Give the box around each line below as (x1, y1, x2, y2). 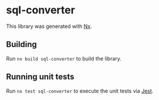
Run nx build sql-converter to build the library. (6, 55, 122, 62)
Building (6, 40, 37, 49)
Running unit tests (6, 72, 75, 82)
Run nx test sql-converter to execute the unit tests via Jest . (6, 87, 154, 94)
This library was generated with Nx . (6, 23, 92, 30)
